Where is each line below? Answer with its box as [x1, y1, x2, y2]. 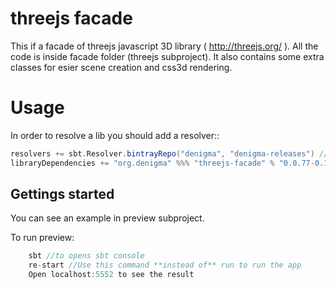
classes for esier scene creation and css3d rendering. [10, 61, 233, 73]
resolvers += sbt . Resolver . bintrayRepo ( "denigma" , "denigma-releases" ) [10, 148, 315, 159]
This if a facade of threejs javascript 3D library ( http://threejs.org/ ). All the [10, 40, 319, 52]
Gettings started [10, 186, 115, 203]
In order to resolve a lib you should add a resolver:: [10, 129, 220, 141]
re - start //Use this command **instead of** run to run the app [28, 260, 302, 271]
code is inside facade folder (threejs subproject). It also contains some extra [10, 50, 325, 62]
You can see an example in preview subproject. [10, 212, 205, 224]
